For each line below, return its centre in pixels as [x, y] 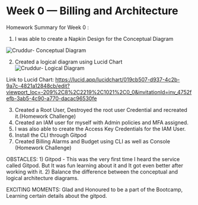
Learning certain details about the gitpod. [57, 196]
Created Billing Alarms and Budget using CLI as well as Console [92, 141]
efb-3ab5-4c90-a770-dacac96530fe [52, 98]
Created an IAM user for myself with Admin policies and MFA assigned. [101, 122]
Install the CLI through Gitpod [51, 135]
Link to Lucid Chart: [30, 79]
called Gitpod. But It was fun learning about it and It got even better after [95, 165]
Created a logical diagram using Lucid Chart [68, 62]
